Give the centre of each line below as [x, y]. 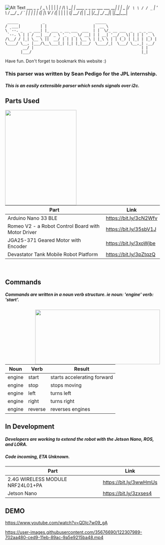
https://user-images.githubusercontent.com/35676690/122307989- [74, 532]
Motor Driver [22, 232]
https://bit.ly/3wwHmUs [130, 483]
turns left [61, 393]
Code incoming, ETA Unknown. [38, 457]
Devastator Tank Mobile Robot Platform [53, 255]
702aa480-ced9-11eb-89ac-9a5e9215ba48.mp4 [54, 538]
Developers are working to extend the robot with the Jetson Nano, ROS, [80, 439]
